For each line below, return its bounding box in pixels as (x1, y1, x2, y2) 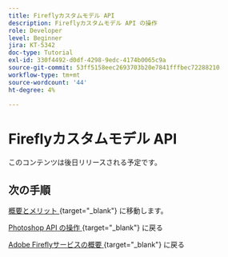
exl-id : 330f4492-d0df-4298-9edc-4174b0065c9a (8, 57, 166, 65)
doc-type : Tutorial (8, 49, 74, 57)
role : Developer (8, 26, 62, 34)
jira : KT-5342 (8, 42, 56, 49)
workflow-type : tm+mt (8, 71, 81, 79)
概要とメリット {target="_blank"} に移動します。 (8, 206, 168, 215)
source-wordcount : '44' (8, 78, 88, 86)
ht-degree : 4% (8, 85, 56, 94)
